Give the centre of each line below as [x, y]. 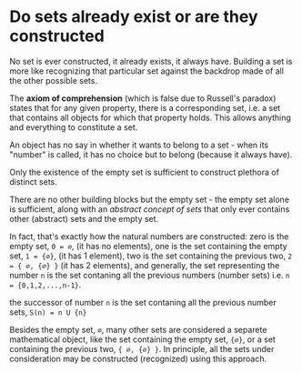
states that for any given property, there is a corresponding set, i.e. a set [145, 107]
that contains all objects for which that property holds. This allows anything [150, 117]
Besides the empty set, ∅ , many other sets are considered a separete [138, 329]
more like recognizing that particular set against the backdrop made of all [147, 71]
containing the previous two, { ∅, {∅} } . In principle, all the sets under [142, 348]
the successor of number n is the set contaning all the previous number [143, 302]
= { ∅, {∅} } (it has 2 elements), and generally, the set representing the [145, 265]
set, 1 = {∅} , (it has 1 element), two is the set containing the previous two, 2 [151, 256]
